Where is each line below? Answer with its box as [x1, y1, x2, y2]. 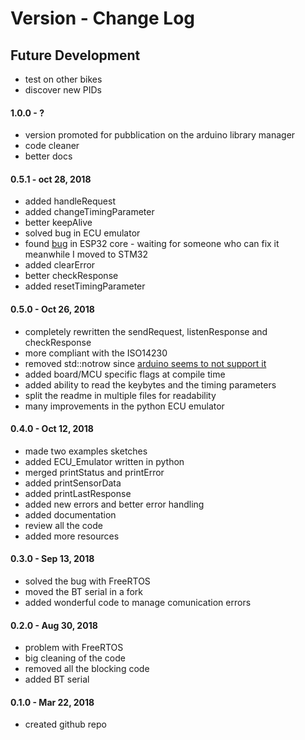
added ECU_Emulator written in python [24, 455, 185, 467]
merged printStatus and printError [24, 466, 165, 478]
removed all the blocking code [24, 663, 150, 675]
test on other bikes [24, 73, 103, 85]
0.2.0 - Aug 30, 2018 [10, 619, 98, 631]
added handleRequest [24, 195, 116, 207]
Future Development [10, 47, 141, 64]
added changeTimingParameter [24, 206, 155, 218]
